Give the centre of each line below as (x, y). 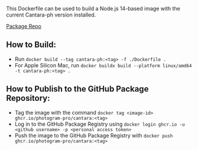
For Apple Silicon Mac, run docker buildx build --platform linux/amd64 (103, 65)
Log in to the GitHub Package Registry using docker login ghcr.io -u (100, 124)
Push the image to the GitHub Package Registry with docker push (94, 135)
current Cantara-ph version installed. (51, 15)
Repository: (28, 98)
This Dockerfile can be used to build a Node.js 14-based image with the (93, 9)
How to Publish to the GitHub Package (77, 89)
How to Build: (31, 45)
